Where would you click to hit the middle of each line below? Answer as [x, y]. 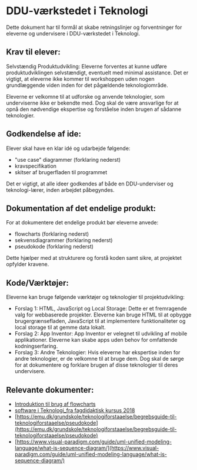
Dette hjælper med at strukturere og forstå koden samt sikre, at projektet [94, 258]
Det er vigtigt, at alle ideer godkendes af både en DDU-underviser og [90, 184]
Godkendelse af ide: [44, 134]
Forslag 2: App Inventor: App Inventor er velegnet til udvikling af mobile [101, 334]
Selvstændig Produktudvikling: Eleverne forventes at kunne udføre [87, 66]
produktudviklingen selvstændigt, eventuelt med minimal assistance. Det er [97, 73]
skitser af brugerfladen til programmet [61, 172]
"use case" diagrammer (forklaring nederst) [68, 159]
